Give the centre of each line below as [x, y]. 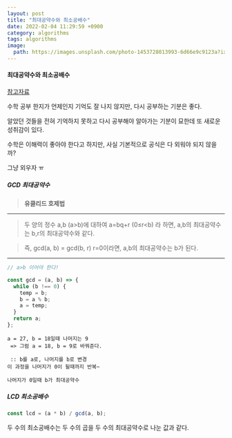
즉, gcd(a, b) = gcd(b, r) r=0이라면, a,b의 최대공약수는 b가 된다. [111, 248]
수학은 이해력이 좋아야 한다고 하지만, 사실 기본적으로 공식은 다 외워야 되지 [106, 144]
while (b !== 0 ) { [40, 286]
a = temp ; [34, 306]
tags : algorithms [32, 39]
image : [17, 46]
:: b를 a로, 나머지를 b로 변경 [49, 359]
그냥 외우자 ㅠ [26, 168]
